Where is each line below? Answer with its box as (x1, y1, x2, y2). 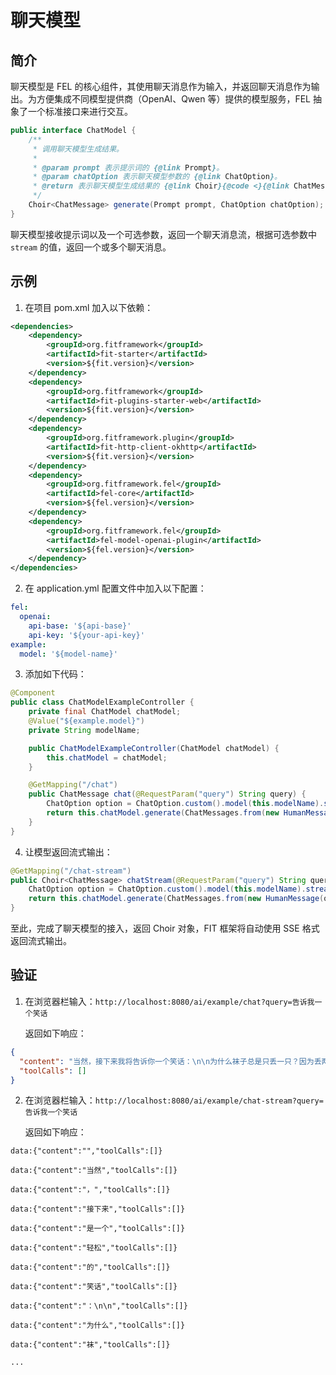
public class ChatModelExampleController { (10, 697, 195, 708)
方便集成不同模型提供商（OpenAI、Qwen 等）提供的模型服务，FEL (36, 93, 312, 105)
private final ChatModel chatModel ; (28, 707, 182, 717)
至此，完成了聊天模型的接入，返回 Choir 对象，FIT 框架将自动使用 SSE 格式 (10, 922, 320, 935)
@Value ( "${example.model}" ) (28, 716, 145, 726)
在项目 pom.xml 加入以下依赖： (24, 301, 154, 313)
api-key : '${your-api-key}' (28, 630, 145, 640)
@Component (10, 688, 56, 698)
